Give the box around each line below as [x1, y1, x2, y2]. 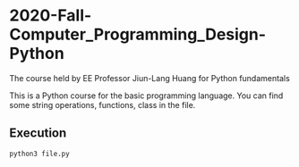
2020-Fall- [9, 5, 92, 26]
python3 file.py [9, 149, 70, 158]
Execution [9, 126, 67, 141]
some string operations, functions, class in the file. [9, 99, 196, 110]
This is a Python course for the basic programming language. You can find [9, 90, 284, 101]
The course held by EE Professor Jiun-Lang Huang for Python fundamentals [9, 72, 291, 83]
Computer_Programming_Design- [9, 24, 267, 45]
